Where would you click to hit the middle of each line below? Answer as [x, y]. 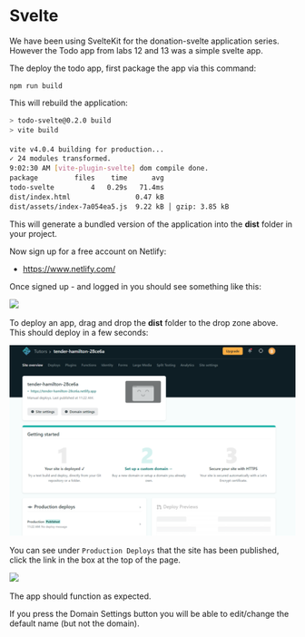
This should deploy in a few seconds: [79, 332]
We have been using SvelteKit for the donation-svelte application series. [144, 41]
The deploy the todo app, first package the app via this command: [133, 68]
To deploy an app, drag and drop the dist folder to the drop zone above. [144, 322]
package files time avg [87, 178]
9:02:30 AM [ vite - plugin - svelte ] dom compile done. [109, 169]
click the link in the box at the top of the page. [95, 560]
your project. [33, 233]
